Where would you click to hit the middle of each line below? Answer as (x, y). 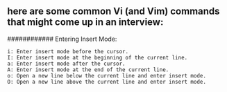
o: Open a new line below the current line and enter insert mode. (107, 75)
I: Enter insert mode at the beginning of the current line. (98, 57)
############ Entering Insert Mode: (62, 39)
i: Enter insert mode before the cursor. (68, 51)
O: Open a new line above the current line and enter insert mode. (107, 82)
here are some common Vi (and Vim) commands (113, 11)
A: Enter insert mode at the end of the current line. (88, 70)
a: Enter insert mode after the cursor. (67, 64)
